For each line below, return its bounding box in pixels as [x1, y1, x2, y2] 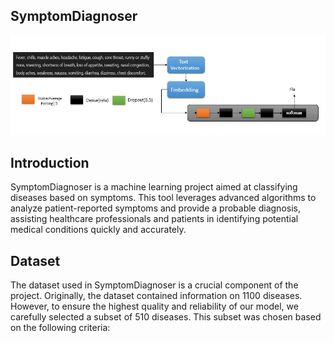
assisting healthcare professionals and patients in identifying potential [10, 213, 299, 225]
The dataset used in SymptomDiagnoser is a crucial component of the [10, 279, 299, 291]
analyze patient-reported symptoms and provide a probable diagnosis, [10, 202, 301, 214]
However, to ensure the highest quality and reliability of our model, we [10, 300, 299, 313]
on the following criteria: [10, 322, 111, 334]
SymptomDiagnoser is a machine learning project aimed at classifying [10, 181, 298, 193]
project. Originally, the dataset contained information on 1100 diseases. [10, 290, 303, 302]
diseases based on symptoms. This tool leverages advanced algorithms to [10, 192, 317, 204]
